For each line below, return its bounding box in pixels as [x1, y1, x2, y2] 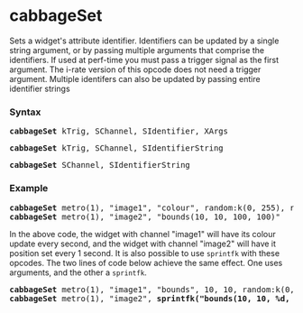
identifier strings [9, 83, 70, 94]
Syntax [9, 106, 41, 118]
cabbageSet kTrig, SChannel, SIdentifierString [9, 143, 224, 153]
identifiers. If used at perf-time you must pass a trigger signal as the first [9, 54, 280, 65]
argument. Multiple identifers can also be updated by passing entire [9, 73, 261, 84]
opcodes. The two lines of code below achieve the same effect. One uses [9, 257, 283, 268]
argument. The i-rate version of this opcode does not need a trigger [9, 64, 262, 75]
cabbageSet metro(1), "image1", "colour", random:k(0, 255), [9, 202, 286, 213]
